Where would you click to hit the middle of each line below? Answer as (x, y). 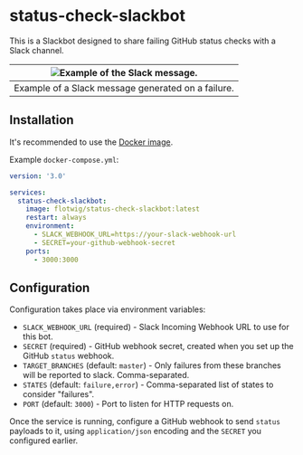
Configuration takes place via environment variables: (108, 309)
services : (28, 192)
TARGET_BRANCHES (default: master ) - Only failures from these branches (152, 365)
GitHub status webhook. (68, 356)
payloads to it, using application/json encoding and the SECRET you (136, 431)
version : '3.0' (38, 176)
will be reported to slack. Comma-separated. (106, 375)
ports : (38, 251)
